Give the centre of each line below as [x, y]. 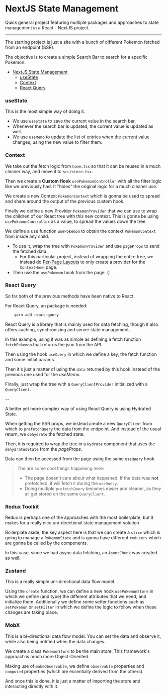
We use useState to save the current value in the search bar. [74, 121]
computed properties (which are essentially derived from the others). [75, 671]
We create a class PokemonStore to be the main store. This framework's [78, 651]
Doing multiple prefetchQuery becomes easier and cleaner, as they [93, 489]
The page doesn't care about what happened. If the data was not [91, 478]
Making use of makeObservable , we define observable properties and [75, 666]
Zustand [16, 571]
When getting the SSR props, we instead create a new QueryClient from [79, 423]
